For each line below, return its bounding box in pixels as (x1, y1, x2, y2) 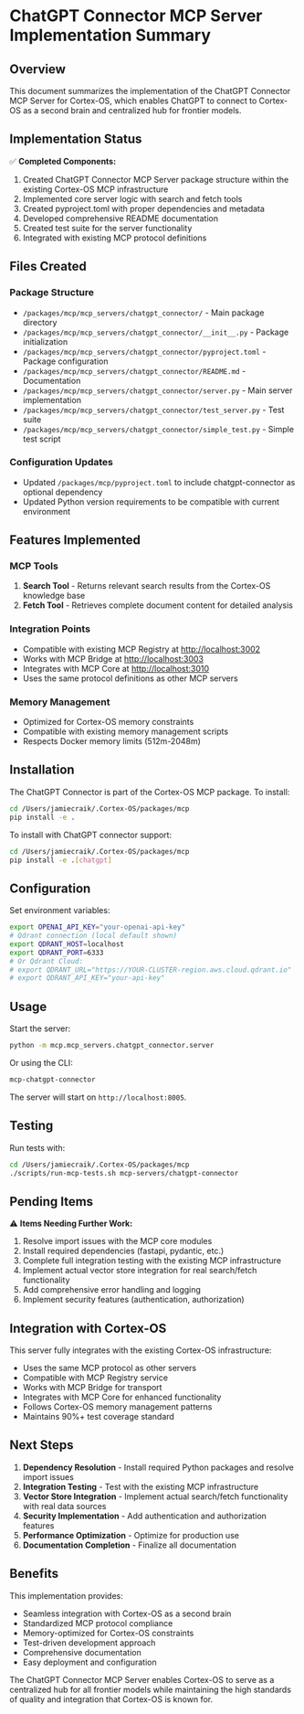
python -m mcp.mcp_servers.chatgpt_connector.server (9, 1041, 215, 1050)
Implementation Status (9, 132, 142, 147)
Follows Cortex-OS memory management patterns (22, 1401, 213, 1412)
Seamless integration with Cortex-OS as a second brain (22, 1608, 232, 1619)
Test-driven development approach (22, 1637, 156, 1648)
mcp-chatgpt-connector (9, 1075, 96, 1084)
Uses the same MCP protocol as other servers (22, 1363, 197, 1374)
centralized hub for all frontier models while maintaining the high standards (9, 1684, 292, 1695)
